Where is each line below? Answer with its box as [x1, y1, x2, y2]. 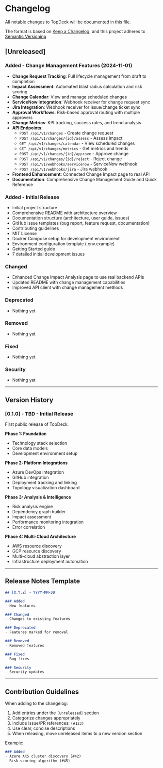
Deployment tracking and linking [12, 480, 77, 485]
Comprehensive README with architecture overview [12, 210, 117, 216]
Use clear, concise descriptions [12, 725, 75, 731]
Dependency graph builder [12, 509, 66, 515]
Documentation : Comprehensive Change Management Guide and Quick [12, 176, 157, 182]
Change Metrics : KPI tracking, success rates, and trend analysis [12, 119, 142, 125]
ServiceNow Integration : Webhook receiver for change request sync [12, 99, 150, 105]
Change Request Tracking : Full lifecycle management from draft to [12, 73, 147, 79]
